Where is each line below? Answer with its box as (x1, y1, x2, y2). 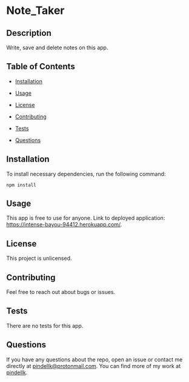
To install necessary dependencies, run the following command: (6, 170, 166, 177)
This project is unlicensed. (6, 254, 72, 262)
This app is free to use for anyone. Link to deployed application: (6, 214, 165, 222)
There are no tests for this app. (6, 322, 84, 329)
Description (6, 28, 51, 38)
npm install (6, 182, 36, 188)
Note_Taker (6, 4, 65, 18)
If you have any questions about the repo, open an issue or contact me (6, 356, 183, 363)
